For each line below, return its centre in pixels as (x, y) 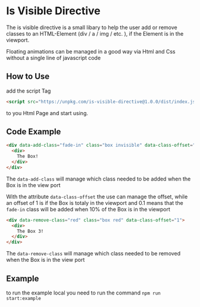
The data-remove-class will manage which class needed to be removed (93, 254)
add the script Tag (29, 91)
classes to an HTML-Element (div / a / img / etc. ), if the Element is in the (95, 33)
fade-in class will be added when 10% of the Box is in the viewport (88, 209)
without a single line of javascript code (54, 58)
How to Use (28, 76)
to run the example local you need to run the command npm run (83, 293)
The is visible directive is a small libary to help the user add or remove (92, 27)
